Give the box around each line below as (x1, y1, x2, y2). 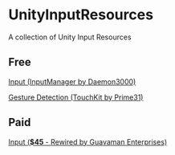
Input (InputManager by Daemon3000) (8, 76, 136, 86)
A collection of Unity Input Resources (8, 32, 132, 42)
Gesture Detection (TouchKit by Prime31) (8, 92, 144, 102)
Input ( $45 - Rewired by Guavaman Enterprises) (8, 137, 168, 146)
